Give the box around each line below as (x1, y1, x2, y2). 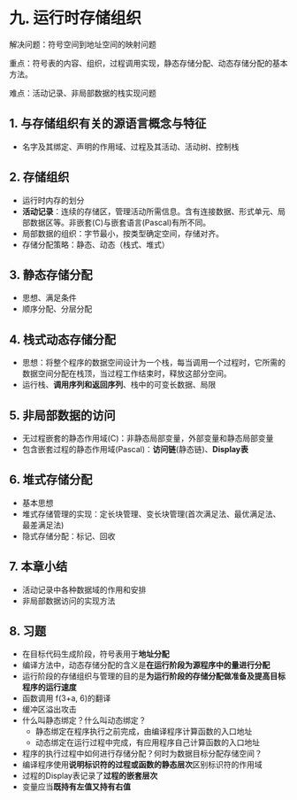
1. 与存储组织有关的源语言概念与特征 (9, 116, 207, 131)
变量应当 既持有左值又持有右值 (21, 781, 131, 792)
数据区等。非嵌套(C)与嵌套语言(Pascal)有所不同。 (29, 217, 211, 227)
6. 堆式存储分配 (9, 473, 93, 488)
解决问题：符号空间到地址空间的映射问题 (9, 39, 156, 50)
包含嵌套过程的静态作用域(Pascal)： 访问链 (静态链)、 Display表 (21, 444, 249, 454)
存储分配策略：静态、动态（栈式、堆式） (21, 239, 170, 250)
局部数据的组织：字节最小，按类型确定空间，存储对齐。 (21, 227, 224, 239)
